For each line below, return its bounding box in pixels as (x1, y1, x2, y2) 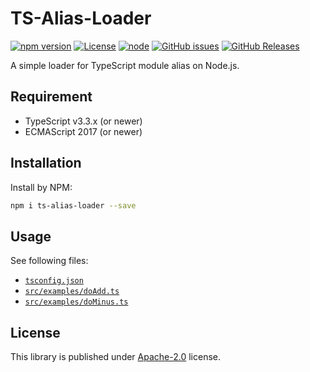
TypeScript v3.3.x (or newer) (24, 115, 143, 127)
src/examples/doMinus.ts (24, 297, 129, 307)
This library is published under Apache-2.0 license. (10, 351, 222, 363)
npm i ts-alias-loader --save (10, 200, 137, 211)
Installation (10, 155, 82, 172)
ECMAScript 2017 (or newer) (24, 125, 143, 137)
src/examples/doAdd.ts (24, 287, 120, 297)
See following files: (10, 255, 89, 267)
